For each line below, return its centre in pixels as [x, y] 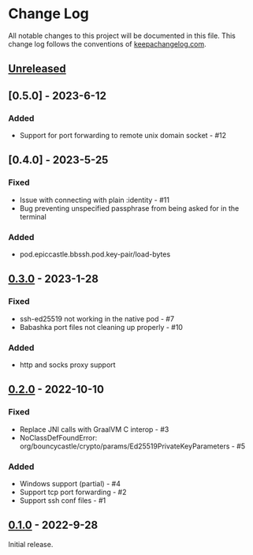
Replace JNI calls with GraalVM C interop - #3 [94, 429]
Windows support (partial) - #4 [70, 483]
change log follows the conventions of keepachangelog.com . [107, 43]
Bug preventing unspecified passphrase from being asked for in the [129, 208]
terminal [33, 216]
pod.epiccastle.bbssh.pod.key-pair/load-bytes [95, 254]
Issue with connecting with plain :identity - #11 [94, 200]
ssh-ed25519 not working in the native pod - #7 [97, 319]
